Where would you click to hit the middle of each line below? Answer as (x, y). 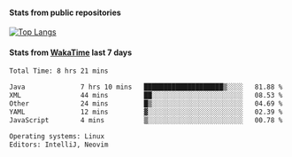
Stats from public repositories (65, 12)
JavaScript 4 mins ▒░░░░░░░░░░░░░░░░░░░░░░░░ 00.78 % (146, 120)
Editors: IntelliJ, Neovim (59, 145)
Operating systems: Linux (57, 136)
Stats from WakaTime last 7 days (71, 52)
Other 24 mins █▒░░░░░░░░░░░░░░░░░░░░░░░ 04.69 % (146, 104)
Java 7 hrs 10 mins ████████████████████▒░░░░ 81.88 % (146, 87)
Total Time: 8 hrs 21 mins (59, 71)
